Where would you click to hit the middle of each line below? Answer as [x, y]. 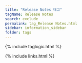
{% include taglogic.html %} [33, 47]
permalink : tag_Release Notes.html [41, 23]
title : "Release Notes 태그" [34, 10]
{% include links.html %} [30, 56]
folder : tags [18, 32]
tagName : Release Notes [29, 14]
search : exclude [21, 19]
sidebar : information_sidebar [36, 28]
